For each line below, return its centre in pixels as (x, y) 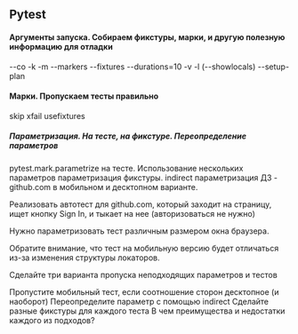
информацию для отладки (61, 46)
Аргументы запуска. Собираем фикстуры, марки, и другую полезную (147, 37)
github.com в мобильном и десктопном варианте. (104, 187)
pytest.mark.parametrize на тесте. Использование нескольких (126, 168)
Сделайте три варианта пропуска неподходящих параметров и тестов (143, 274)
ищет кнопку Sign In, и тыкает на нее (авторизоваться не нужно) (133, 213)
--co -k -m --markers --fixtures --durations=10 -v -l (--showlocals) (133, 67)
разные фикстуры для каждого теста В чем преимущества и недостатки (147, 311)
